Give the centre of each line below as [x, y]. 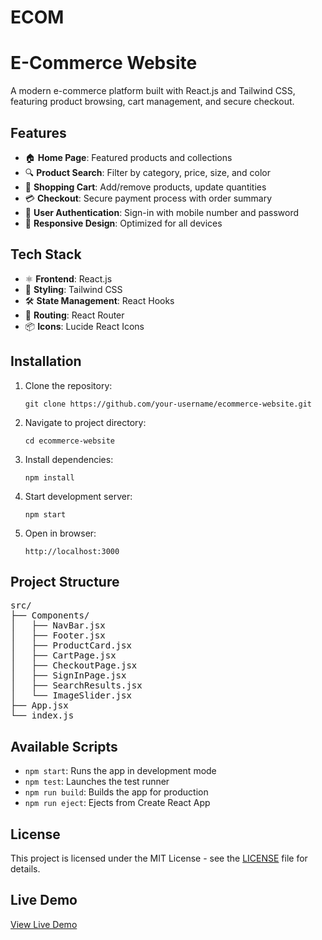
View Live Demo [44, 924]
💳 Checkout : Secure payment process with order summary [148, 198]
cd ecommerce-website [69, 441]
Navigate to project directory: [85, 422]
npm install [49, 477]
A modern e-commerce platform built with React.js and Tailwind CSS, [153, 91]
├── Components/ [50, 615]
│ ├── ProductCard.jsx [71, 645]
